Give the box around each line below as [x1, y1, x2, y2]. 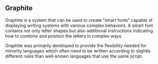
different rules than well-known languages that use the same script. [5, 53, 143, 59]
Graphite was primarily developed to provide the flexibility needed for [5, 42, 147, 49]
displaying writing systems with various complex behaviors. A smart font [5, 22, 154, 28]
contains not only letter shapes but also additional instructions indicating [5, 27, 153, 34]
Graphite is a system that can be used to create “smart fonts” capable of [5, 17, 153, 23]
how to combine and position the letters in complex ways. [5, 33, 123, 39]
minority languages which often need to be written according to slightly [5, 48, 151, 54]
